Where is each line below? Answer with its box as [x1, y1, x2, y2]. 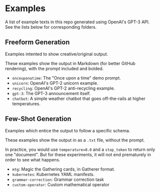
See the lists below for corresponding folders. [5, 24, 97, 30]
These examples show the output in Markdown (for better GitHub [5, 60, 136, 66]
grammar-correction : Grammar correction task [12, 176, 105, 182]
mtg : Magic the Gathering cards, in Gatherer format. [12, 166, 115, 172]
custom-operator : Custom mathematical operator [12, 181, 110, 187]
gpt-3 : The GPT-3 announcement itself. [12, 90, 91, 96]
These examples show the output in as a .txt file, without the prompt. [5, 137, 145, 143]
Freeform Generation [5, 38, 70, 47]
